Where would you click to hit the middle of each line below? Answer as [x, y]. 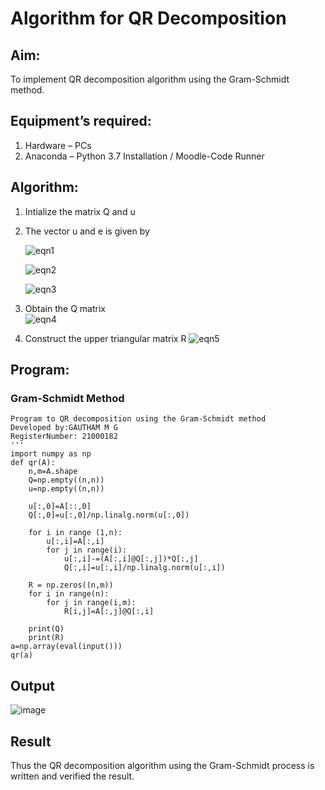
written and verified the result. [72, 776]
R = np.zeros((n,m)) [71, 585]
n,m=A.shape [53, 472]
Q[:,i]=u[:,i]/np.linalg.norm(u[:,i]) [144, 568]
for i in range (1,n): [75, 533]
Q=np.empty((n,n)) [66, 480]
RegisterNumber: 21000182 [64, 437]
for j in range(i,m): [91, 603]
